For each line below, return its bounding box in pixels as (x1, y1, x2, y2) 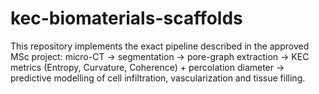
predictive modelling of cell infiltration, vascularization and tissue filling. (10, 72, 306, 84)
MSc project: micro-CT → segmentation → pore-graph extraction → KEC (10, 50, 310, 62)
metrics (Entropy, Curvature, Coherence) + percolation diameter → (10, 61, 285, 73)
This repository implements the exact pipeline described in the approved (10, 40, 310, 52)
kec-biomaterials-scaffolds (10, 7, 243, 30)
